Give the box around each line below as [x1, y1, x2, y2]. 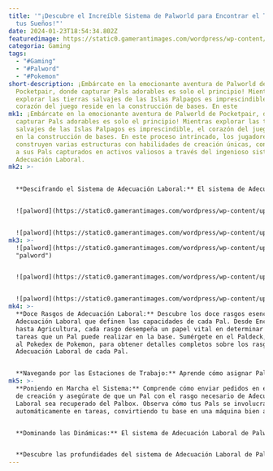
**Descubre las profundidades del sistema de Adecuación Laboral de [15, 451, 253, 459]
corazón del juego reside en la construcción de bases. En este [15, 102, 238, 110]
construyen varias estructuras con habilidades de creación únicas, [15, 140, 253, 149]
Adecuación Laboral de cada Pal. [15, 348, 129, 356]
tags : [8, 50, 27, 58]
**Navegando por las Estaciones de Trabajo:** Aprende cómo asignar [15, 369, 253, 378]
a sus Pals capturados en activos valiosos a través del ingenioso [15, 148, 249, 156]
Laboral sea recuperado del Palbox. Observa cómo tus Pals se [15, 400, 231, 408]
